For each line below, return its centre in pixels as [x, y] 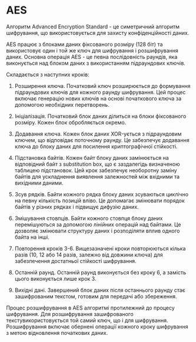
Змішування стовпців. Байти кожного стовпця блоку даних [89, 218]
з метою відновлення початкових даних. [57, 333]
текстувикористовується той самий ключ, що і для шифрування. [87, 320]
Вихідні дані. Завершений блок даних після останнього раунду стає [100, 290]
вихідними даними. [39, 183]
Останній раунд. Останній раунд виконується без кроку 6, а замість [100, 272]
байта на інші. [32, 237]
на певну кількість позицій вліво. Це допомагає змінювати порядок [100, 200]
